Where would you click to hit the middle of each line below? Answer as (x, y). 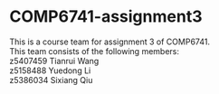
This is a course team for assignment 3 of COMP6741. (110, 42)
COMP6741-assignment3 (106, 17)
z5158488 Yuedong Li (50, 70)
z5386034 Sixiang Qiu (51, 80)
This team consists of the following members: (94, 51)
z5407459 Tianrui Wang (54, 61)
